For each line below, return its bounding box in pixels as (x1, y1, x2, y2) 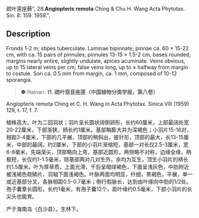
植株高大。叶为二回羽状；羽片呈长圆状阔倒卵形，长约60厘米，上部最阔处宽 (6, 118, 190, 126)
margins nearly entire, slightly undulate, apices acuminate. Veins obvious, (6, 57, 185, 64)
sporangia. (6, 76, 33, 83)
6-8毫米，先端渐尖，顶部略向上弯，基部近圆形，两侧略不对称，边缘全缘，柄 (6, 148, 191, 155)
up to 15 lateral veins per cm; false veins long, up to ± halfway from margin (6, 63, 188, 70)
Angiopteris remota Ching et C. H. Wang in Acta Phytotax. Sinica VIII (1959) (6, 100, 190, 107)
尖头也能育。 (6, 193, 37, 200)
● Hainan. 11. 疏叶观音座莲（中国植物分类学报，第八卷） (20, 88, 159, 95)
